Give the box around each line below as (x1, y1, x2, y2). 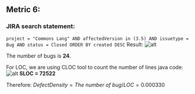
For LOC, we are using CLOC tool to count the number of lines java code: (6, 63, 183, 70)
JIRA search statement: (6, 22, 76, 31)
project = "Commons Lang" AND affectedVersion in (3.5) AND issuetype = (6, 35, 189, 42)
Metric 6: (6, 5, 41, 15)
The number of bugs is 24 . (6, 52, 71, 59)
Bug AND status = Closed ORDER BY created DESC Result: (6, 41, 144, 48)
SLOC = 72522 (19, 70, 56, 77)
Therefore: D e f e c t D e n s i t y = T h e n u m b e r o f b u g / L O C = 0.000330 (6, 81, 165, 88)
